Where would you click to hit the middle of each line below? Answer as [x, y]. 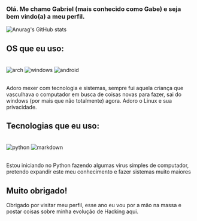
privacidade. [22, 107]
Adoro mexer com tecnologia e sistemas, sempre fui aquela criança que [95, 88]
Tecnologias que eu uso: [53, 126]
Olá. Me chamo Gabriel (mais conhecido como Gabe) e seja [94, 9]
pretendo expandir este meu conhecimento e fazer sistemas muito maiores [99, 172]
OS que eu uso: [35, 48]
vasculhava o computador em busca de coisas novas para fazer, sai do [94, 94]
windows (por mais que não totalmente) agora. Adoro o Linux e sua [89, 100]
